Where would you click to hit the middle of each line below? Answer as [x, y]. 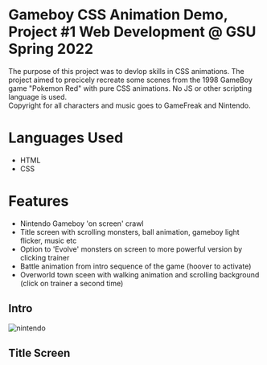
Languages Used [66, 138]
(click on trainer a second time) [72, 283]
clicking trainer [45, 257]
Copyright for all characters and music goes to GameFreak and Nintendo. [129, 105]
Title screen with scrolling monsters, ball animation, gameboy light [129, 232]
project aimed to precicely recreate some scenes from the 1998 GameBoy [131, 80]
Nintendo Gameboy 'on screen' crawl [82, 224]
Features [39, 201]
